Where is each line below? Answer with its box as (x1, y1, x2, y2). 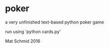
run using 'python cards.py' (5, 28, 61, 34)
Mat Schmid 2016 (5, 38, 41, 44)
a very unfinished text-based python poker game (5, 19, 104, 25)
